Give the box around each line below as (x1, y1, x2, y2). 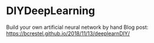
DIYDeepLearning (6, 4, 96, 18)
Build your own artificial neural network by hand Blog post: (6, 24, 149, 31)
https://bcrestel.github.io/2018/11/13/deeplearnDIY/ (6, 29, 130, 37)
